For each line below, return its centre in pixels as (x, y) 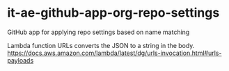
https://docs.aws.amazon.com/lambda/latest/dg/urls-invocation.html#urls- (114, 53)
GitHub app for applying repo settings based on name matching (98, 32)
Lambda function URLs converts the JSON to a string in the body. (101, 45)
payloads (21, 60)
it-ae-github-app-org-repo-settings (113, 13)
